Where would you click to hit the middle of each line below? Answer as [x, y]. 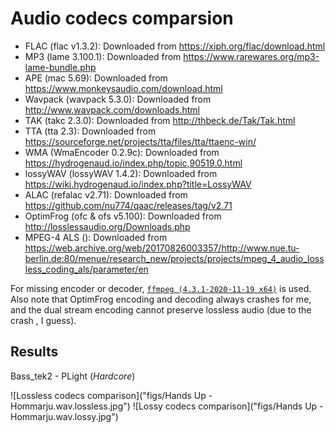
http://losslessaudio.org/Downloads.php [107, 226]
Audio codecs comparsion [122, 18]
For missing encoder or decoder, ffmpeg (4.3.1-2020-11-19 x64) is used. [161, 288]
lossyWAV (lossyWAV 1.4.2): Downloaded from [121, 173]
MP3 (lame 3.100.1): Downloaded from [103, 56]
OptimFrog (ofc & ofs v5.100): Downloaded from [123, 216]
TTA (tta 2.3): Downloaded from [90, 131]
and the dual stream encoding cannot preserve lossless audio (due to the [161, 309]
